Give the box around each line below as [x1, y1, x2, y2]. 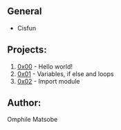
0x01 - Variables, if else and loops [17, 69, 114, 78]
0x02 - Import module [17, 77, 81, 85]
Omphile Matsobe [7, 115, 58, 124]
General [7, 6, 43, 17]
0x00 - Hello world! [17, 62, 73, 71]
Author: [7, 97, 41, 109]
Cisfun [17, 24, 37, 32]
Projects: [7, 44, 47, 56]
